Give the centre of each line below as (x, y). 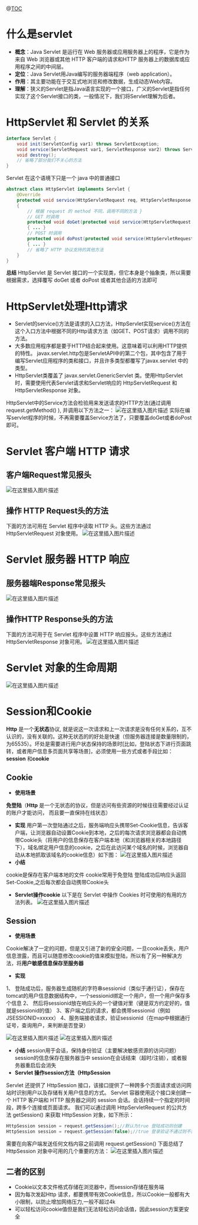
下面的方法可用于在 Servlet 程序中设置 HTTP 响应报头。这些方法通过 (89, 634)
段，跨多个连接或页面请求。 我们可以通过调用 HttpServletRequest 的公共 (94, 1108)
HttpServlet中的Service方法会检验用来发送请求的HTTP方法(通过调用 (89, 403)
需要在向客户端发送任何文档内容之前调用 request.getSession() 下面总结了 (95, 1144)
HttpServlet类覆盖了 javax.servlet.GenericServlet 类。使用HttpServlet (99, 376)
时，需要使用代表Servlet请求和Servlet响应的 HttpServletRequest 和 (96, 383)
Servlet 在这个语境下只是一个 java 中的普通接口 (63, 178)
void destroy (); (37, 155)
